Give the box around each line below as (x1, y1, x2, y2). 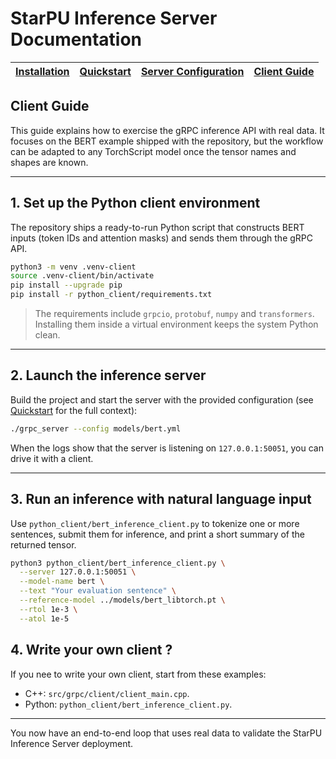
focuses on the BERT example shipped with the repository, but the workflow (10, 135, 324, 147)
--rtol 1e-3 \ (19, 604, 78, 614)
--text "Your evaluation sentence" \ (19, 586, 177, 596)
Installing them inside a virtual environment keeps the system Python (34, 318, 319, 331)
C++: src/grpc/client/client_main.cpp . (24, 687, 190, 699)
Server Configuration (140, 64, 245, 78)
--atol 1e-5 (19, 613, 70, 624)
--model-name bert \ (19, 577, 105, 587)
